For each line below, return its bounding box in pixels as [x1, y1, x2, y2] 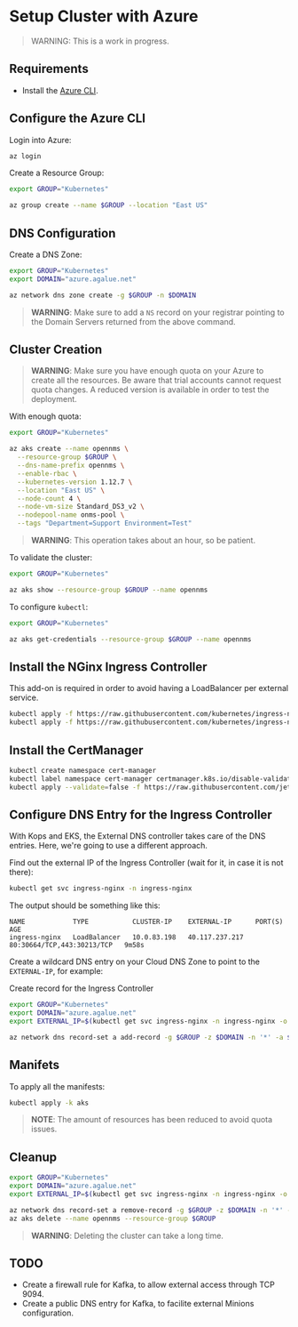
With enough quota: [9, 411, 82, 422]
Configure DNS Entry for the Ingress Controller [9, 807, 272, 822]
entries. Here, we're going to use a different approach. [9, 840, 208, 851]
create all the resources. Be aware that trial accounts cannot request [30, 375, 282, 386]
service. [9, 692, 39, 704]
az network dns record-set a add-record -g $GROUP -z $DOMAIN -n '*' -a [9, 1033, 284, 1041]
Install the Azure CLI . [21, 84, 99, 95]
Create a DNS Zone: [9, 249, 82, 260]
